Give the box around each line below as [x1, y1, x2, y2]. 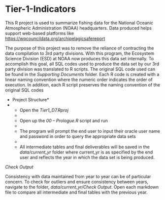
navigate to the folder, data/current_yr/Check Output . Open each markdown [5, 184, 159, 190]
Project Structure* [12, 96, 49, 102]
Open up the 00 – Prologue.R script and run [19, 118, 108, 123]
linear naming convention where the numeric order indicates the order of [5, 77, 153, 82]
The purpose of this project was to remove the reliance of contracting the [5, 45, 154, 51]
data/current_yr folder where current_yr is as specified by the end [19, 149, 153, 155]
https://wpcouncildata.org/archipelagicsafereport [5, 36, 105, 41]
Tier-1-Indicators [5, 3, 76, 15]
